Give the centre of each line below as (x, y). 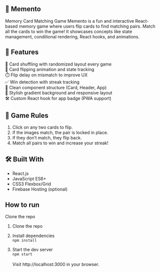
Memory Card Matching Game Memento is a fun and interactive (70, 21)
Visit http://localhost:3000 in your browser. (56, 265)
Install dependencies (33, 236)
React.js (20, 173)
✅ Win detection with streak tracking (42, 82)
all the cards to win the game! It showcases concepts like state (69, 31)
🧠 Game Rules (27, 116)
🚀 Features (22, 52)
